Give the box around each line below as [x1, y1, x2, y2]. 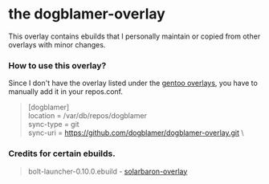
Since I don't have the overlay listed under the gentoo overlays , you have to [8, 78, 259, 88]
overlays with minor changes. [8, 39, 106, 49]
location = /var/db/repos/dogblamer [27, 111, 147, 121]
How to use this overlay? [8, 59, 107, 71]
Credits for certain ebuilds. [8, 148, 116, 159]
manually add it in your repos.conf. [8, 87, 123, 96]
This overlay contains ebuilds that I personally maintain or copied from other [8, 31, 261, 41]
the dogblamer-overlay [8, 5, 166, 23]
